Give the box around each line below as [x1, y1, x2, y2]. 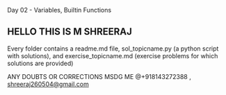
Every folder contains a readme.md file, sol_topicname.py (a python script [7, 44, 219, 53]
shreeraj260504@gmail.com [7, 80, 89, 88]
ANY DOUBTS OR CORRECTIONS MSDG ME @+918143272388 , [7, 72, 191, 80]
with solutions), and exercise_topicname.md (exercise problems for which [7, 51, 218, 60]
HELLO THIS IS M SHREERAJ [7, 26, 132, 37]
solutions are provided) [7, 59, 74, 67]
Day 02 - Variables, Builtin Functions [7, 6, 112, 14]
